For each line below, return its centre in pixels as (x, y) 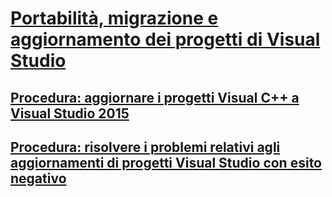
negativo (38, 178)
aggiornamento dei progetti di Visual (165, 39)
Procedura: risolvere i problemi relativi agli (145, 147)
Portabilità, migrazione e (114, 18)
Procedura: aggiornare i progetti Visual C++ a (155, 97)
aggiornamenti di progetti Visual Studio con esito (166, 162)
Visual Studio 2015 (70, 113)
